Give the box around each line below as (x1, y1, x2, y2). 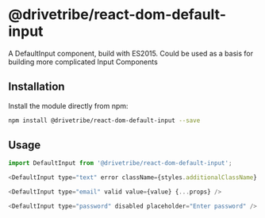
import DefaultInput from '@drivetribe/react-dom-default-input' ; (8, 159, 232, 167)
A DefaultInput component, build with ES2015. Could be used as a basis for (8, 48, 254, 58)
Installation (8, 80, 65, 94)
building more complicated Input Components (8, 57, 159, 67)
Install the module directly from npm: (8, 101, 129, 110)
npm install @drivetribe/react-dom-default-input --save (8, 117, 201, 124)
